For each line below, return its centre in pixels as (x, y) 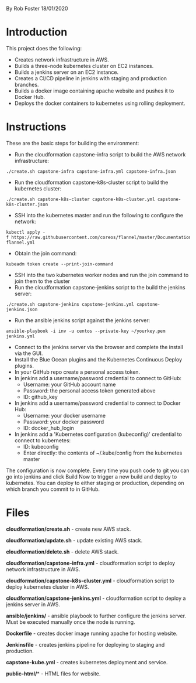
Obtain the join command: (45, 253)
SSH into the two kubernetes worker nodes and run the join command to (101, 275)
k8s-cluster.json (27, 204)
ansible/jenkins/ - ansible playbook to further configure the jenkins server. (96, 616)
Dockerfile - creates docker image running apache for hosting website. (92, 633)
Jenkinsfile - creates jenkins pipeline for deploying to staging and (85, 644)
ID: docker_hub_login (49, 428)
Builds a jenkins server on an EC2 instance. (66, 72)
